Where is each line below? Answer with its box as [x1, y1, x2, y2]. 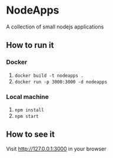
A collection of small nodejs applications [6, 23, 104, 30]
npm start [14, 113, 39, 119]
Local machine [6, 92, 49, 101]
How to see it [6, 130, 55, 140]
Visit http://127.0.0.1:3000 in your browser [6, 145, 107, 152]
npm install [14, 107, 44, 113]
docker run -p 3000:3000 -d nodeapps [14, 79, 108, 85]
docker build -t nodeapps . [14, 72, 84, 79]
